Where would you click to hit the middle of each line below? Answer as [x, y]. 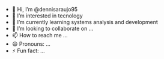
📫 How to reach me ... [40, 35]
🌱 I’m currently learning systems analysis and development [85, 22]
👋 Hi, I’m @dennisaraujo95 [45, 9]
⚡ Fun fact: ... [28, 51]
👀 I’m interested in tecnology [47, 16]
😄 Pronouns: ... [31, 44]
